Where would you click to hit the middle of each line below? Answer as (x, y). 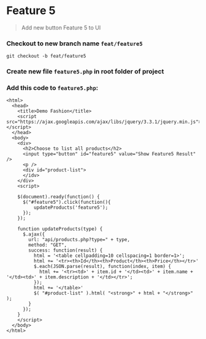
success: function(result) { (66, 251)
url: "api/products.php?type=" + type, (79, 240)
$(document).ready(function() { (59, 197)
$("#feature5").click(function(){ (67, 203)
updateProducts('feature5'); (71, 208)
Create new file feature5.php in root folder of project (85, 72)
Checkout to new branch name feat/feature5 (74, 43)
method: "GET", (48, 245)
